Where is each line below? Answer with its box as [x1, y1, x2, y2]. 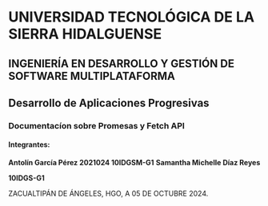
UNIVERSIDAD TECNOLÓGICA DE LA [8, 8, 254, 26]
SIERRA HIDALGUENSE [8, 25, 162, 43]
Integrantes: [8, 140, 50, 149]
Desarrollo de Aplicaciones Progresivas [8, 96, 210, 109]
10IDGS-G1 [8, 173, 46, 183]
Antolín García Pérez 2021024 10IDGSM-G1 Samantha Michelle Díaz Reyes [8, 158, 261, 168]
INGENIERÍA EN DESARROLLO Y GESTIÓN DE [8, 57, 234, 70]
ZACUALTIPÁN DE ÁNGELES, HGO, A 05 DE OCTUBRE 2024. [8, 188, 209, 199]
